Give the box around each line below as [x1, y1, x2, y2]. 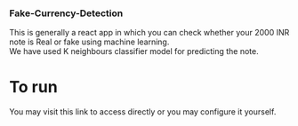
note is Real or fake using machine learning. [9, 36, 170, 47]
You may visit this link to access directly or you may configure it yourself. [9, 106, 277, 117]
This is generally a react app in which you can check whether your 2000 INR [9, 28, 290, 38]
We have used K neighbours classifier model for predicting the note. [9, 46, 260, 57]
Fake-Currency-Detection [9, 7, 124, 20]
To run [9, 77, 58, 98]
